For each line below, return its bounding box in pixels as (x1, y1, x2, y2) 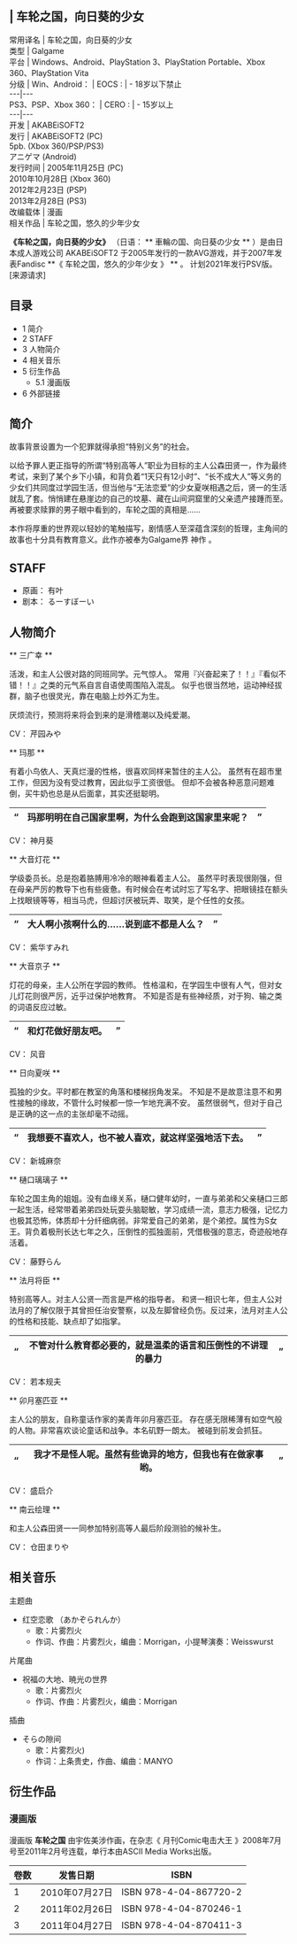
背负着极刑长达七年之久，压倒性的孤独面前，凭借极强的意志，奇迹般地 (24, 1226, 280, 1238)
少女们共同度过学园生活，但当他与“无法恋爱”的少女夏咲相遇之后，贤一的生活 (9, 482, 287, 493)
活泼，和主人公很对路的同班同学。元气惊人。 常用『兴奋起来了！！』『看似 (9, 668, 278, 680)
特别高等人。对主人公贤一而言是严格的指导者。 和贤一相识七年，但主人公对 (9, 1294, 283, 1305)
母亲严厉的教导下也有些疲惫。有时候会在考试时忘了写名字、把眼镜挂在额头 (16, 884, 288, 895)
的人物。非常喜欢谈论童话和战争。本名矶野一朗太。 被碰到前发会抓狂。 (9, 1425, 267, 1436)
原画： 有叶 (21, 585, 64, 596)
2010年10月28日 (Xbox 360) (9, 173, 111, 184)
